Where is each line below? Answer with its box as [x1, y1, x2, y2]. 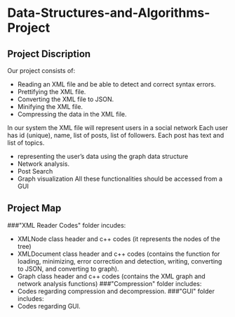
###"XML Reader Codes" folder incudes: [7, 221, 126, 229]
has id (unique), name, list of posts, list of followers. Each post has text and [7, 131, 224, 139]
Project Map [7, 202, 62, 214]
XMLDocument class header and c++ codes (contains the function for [17, 250, 220, 258]
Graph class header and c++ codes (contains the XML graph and [17, 272, 206, 280]
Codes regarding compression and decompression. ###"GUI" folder [17, 287, 215, 295]
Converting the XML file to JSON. [17, 95, 114, 103]
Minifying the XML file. [17, 103, 83, 110]
